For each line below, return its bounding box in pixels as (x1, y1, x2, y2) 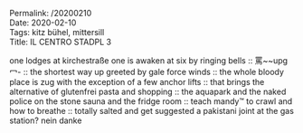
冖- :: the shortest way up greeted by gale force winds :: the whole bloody (9, 67, 285, 77)
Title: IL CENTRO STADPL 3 (9, 36, 111, 47)
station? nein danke (9, 115, 82, 126)
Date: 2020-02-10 (9, 17, 77, 28)
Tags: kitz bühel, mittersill (9, 27, 105, 37)
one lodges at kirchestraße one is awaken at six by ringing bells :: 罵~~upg (9, 55, 288, 66)
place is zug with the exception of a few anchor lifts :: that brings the (9, 77, 265, 87)
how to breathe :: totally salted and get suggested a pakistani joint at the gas (9, 106, 294, 116)
